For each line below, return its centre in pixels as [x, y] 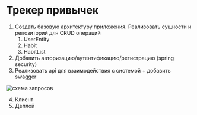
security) [26, 64]
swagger [26, 77]
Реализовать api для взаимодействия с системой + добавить [93, 70]
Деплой [25, 106]
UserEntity [36, 39]
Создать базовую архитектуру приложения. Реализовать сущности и [103, 27]
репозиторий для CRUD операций [58, 32]
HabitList [34, 51]
